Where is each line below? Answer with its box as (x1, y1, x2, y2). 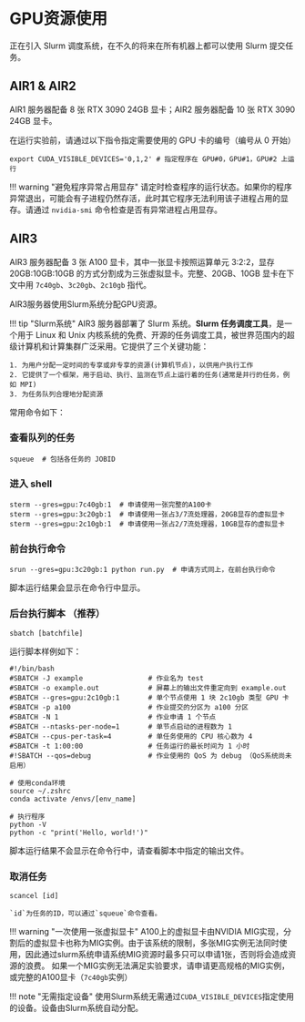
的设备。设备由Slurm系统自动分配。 (9, 1003, 144, 1014)
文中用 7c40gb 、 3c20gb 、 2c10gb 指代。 (9, 279, 152, 290)
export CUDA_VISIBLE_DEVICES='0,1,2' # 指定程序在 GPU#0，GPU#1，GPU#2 (9, 154, 278, 164)
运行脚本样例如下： (9, 646, 82, 657)
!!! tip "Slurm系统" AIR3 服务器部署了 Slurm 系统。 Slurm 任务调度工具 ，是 (9, 318, 285, 329)
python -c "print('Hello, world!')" (9, 828, 148, 837)
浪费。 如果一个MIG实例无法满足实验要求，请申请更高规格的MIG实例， (25, 960, 290, 971)
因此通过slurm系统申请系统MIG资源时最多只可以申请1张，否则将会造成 (25, 949, 289, 960)
